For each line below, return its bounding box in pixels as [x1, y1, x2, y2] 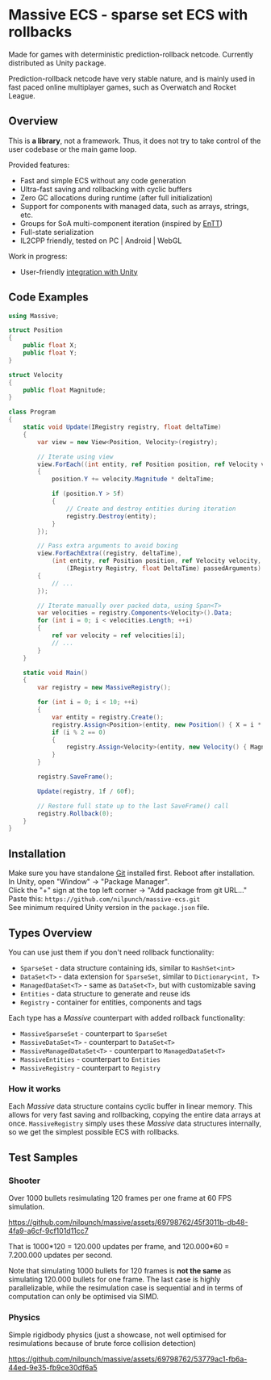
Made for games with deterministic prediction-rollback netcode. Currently [8, 49, 254, 59]
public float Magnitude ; [23, 386, 106, 394]
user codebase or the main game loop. [8, 144, 137, 154]
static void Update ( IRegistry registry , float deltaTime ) [23, 423, 222, 431]
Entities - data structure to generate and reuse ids [19, 988, 191, 998]
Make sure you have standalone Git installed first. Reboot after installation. [8, 868, 256, 878]
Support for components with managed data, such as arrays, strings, [19, 201, 249, 211]
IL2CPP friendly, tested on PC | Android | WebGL [19, 236, 182, 245]
